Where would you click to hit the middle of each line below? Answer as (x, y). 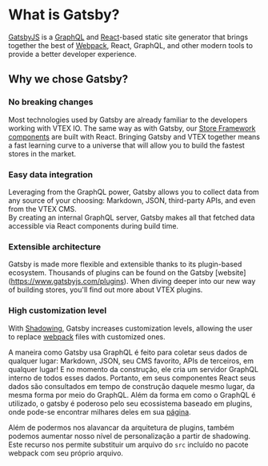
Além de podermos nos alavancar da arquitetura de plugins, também (121, 428)
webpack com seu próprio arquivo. (66, 453)
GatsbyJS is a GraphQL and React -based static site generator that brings (128, 37)
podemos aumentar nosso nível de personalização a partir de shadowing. (129, 436)
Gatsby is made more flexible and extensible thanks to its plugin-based (125, 264)
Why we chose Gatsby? (68, 79)
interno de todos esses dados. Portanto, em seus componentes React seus (132, 378)
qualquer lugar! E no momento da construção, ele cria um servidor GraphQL (133, 369)
